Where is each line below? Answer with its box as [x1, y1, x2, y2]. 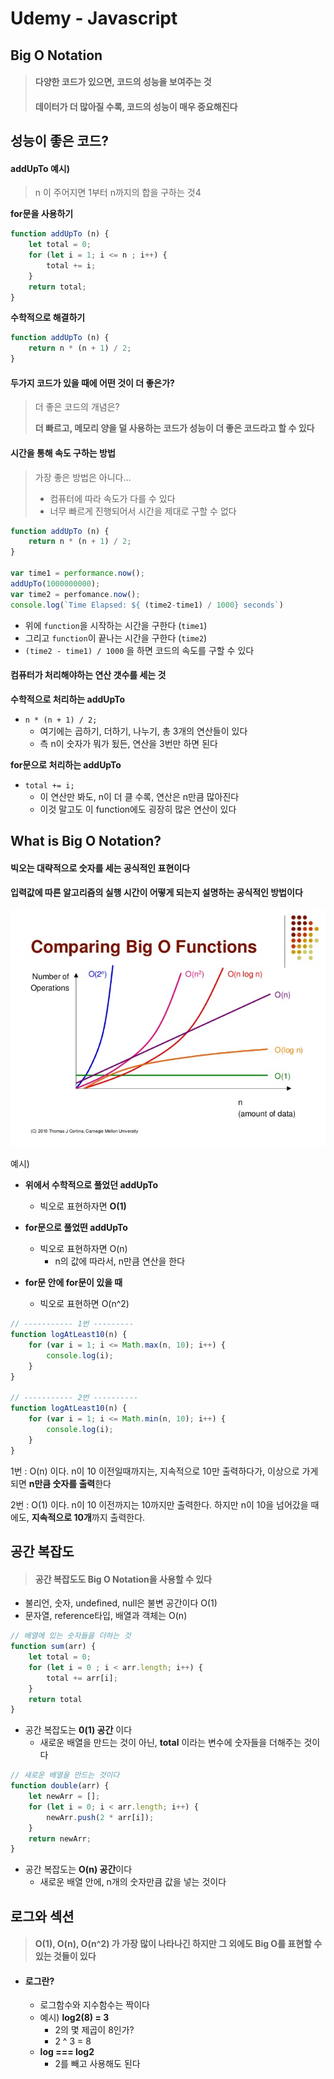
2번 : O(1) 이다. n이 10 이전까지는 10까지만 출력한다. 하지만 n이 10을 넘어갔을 [10, 1498, 309, 1511]
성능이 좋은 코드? [10, 133, 109, 150]
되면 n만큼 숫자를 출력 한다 [10, 1477, 112, 1489]
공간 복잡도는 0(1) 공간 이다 [24, 1724, 133, 1736]
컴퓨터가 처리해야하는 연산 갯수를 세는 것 [10, 669, 167, 681]
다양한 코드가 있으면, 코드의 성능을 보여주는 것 [34, 76, 212, 88]
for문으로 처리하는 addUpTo [10, 758, 122, 771]
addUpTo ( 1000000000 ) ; [10, 578, 101, 589]
